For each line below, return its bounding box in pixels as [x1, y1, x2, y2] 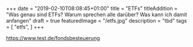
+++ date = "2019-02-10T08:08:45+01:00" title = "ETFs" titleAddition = [6, 5, 178, 12]
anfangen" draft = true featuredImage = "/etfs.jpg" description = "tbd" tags [6, 17, 187, 24]
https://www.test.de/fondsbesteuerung [6, 35, 101, 41]
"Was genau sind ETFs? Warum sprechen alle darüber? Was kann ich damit [6, 11, 187, 18]
